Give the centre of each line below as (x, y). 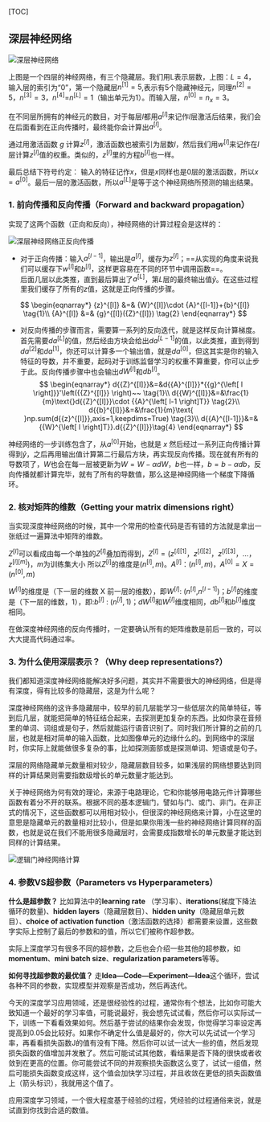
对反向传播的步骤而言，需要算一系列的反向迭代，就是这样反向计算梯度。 (139, 330)
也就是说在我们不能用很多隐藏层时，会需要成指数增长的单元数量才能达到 (142, 832)
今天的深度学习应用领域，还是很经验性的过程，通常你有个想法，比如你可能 (131, 1003)
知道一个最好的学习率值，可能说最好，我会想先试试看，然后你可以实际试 (135, 1013)
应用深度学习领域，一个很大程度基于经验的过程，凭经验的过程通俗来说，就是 (135, 1100)
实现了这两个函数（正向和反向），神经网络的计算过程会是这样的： (116, 223)
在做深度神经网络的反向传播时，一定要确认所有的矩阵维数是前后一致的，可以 (135, 629)
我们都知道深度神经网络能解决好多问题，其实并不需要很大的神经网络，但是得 (135, 680)
